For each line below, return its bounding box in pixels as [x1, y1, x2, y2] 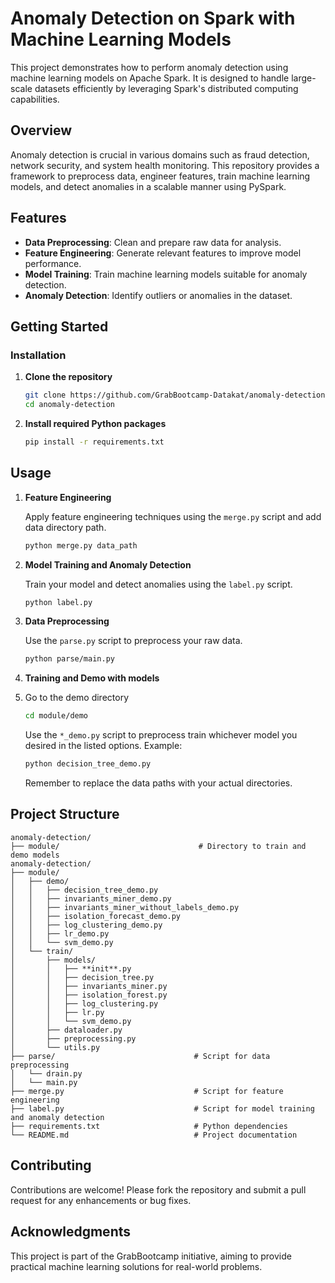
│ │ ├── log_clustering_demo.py [10, 920, 163, 930]
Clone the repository [24, 371, 113, 383]
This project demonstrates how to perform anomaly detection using [10, 61, 289, 73]
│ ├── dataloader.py [10, 1025, 123, 1035]
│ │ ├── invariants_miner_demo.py [10, 893, 172, 904]
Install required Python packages [24, 418, 167, 429]
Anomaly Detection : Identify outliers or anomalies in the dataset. [24, 289, 293, 301]
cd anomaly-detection [24, 400, 115, 410]
